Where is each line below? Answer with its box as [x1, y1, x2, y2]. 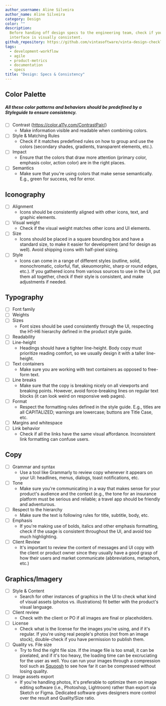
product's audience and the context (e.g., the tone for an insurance [19, 491, 157, 496]
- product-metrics [9, 58, 48, 63]
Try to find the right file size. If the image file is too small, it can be [19, 647, 155, 653]
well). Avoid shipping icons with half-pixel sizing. [19, 247, 119, 253]
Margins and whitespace [12, 420, 63, 425]
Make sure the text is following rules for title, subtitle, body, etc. [19, 512, 149, 518]
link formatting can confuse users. [19, 436, 90, 442]
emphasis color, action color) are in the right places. [19, 160, 126, 166]
